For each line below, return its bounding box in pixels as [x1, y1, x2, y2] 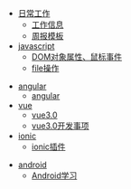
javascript [17, 41, 55, 52]
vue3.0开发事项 [31, 120, 89, 131]
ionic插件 [31, 141, 66, 152]
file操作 [31, 62, 60, 73]
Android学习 [31, 170, 78, 181]
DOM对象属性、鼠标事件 [31, 52, 123, 61]
